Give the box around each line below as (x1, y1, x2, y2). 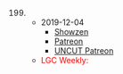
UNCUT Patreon (53, 45, 114, 56)
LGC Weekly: (40, 55, 89, 65)
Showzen (53, 27, 89, 37)
